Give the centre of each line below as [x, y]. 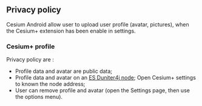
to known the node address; [50, 84]
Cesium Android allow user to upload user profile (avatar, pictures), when [98, 24]
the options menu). [39, 97]
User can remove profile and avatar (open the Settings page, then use [102, 90]
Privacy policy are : [30, 60]
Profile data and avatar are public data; [64, 71]
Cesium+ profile [31, 46]
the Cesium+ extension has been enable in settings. [71, 31]
